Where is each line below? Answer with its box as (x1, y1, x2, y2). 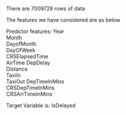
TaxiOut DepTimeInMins (6, 78, 64, 85)
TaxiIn (6, 72, 21, 78)
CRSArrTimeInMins (6, 91, 53, 97)
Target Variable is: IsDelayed (6, 102, 76, 109)
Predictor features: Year (6, 28, 64, 35)
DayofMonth (6, 41, 37, 47)
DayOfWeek (6, 47, 35, 54)
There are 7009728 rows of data (6, 5, 85, 12)
